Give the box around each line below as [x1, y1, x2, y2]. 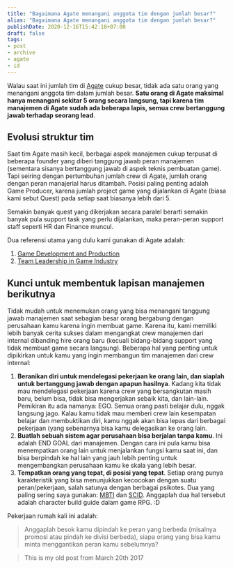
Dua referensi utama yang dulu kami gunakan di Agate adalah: [7, 236, 186, 244]
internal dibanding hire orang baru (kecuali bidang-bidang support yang [7, 337, 214, 345]
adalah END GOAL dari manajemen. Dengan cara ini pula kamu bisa [17, 439, 211, 448]
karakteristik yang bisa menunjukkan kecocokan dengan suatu [17, 476, 197, 485]
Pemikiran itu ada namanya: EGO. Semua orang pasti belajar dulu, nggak [17, 402, 225, 411]
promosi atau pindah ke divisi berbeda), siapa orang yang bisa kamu [24, 533, 220, 541]
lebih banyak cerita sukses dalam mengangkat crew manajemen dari [7, 329, 204, 337]
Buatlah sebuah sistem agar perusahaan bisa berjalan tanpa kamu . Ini [17, 431, 223, 440]
